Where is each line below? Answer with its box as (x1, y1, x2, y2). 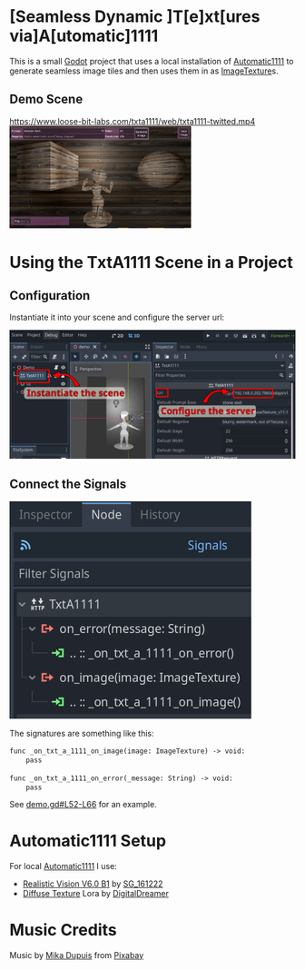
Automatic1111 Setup (9, 831, 166, 851)
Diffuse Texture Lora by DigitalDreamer (22, 887, 170, 898)
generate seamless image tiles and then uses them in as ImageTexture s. (9, 65, 279, 76)
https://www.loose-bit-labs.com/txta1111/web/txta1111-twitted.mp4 (9, 115, 256, 126)
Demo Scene (9, 92, 84, 107)
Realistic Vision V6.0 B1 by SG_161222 (22, 878, 163, 889)
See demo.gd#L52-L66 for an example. (9, 798, 157, 809)
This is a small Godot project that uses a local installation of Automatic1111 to (9, 55, 294, 66)
